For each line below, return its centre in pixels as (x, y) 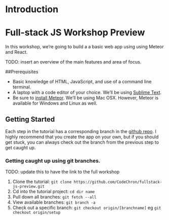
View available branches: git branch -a (54, 202)
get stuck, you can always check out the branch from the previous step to (82, 142)
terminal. (22, 87)
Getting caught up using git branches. (53, 161)
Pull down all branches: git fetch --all (54, 197)
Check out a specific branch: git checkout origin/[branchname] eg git (87, 208)
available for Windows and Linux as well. (55, 103)
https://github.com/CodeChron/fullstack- (118, 182)
